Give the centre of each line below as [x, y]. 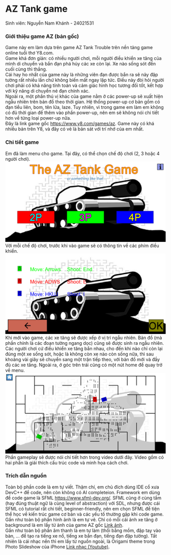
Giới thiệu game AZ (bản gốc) [42, 36]
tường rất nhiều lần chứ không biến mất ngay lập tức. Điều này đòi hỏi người [85, 80]
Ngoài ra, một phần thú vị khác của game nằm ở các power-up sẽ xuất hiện [84, 96]
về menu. [15, 370]
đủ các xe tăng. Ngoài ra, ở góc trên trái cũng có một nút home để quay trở [84, 365]
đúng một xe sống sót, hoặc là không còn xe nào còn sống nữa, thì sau [80, 354]
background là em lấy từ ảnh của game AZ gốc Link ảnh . [64, 525]
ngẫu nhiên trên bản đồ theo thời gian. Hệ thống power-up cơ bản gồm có [83, 102]
